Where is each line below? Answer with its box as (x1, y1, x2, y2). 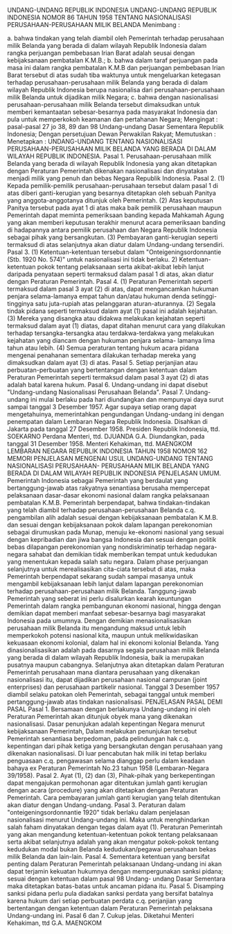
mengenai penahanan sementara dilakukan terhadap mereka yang (7, 351, 196, 359)
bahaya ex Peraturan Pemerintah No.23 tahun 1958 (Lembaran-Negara (7, 764, 209, 772)
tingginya (7, 300, 34, 307)
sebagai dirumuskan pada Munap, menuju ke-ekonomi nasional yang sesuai (7, 528, 224, 536)
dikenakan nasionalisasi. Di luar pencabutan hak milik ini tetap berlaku (7, 749, 207, 757)
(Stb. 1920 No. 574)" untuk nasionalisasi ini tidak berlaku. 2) (7, 255, 178, 263)
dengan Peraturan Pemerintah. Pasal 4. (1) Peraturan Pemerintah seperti (7, 278, 213, 285)
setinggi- (191, 292, 217, 300)
